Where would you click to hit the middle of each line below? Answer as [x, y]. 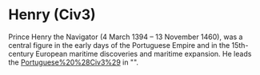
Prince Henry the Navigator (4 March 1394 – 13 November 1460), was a [126, 37]
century [21, 53]
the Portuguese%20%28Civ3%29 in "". [73, 62]
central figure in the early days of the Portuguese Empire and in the [119, 45]
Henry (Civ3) [52, 15]
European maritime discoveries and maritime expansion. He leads [144, 53]
